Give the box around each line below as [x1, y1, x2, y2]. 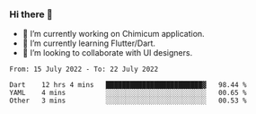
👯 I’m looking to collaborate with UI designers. [22, 48, 193, 58]
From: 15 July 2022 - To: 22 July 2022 [9, 65, 159, 75]
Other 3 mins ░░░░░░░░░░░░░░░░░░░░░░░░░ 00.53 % [9, 96, 247, 106]
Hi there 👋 [9, 8, 54, 21]
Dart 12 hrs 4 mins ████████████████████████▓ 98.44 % [9, 81, 247, 90]
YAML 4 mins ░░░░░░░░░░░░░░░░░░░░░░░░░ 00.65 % [9, 89, 247, 98]
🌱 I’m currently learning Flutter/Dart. [22, 38, 155, 48]
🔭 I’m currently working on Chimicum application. [22, 29, 205, 39]
